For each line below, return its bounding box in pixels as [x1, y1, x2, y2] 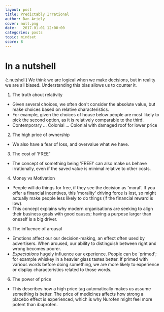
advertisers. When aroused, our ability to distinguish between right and [12, 240, 157, 246]
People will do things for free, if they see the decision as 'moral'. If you [12, 184, 155, 190]
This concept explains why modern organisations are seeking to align [12, 206, 154, 211]
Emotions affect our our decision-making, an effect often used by [12, 235, 145, 241]
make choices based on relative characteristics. [12, 106, 109, 112]
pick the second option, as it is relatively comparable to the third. [12, 117, 144, 123]
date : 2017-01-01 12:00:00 [5, 26, 65, 31]
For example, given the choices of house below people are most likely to [12, 111, 160, 117]
